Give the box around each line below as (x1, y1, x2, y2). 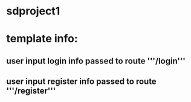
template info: (6, 32, 79, 46)
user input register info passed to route (6, 77, 157, 87)
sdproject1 (6, 4, 60, 18)
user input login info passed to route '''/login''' (6, 56, 186, 66)
